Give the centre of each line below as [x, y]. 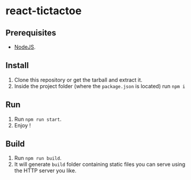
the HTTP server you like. [45, 171]
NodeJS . [25, 47]
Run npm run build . [38, 158]
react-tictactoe [44, 11]
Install [17, 65]
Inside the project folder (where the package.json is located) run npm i [100, 86]
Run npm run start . [38, 119]
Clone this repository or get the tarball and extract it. [78, 80]
